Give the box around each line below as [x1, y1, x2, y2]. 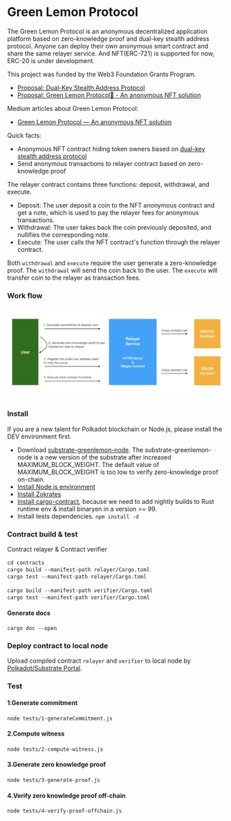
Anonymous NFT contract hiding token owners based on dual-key [17, 144, 205, 153]
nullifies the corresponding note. [17, 230, 111, 239]
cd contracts [7, 559, 45, 566]
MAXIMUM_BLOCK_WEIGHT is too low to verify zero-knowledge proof [17, 468, 219, 476]
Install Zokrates [17, 490, 62, 498]
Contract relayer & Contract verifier [7, 545, 107, 553]
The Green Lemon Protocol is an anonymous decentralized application [7, 27, 208, 35]
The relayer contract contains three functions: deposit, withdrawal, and [7, 180, 210, 188]
